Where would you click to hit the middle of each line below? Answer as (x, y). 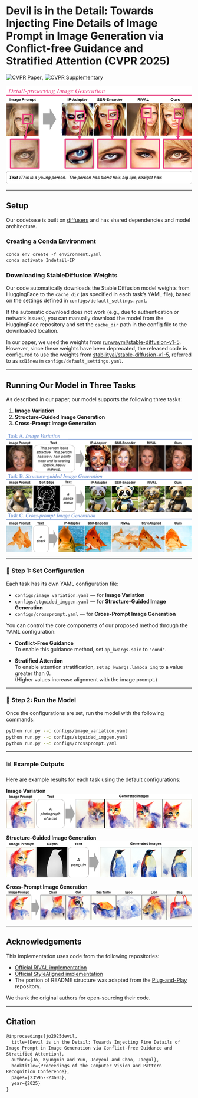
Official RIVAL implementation (51, 967)
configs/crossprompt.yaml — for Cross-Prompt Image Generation (95, 614)
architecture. (22, 226)
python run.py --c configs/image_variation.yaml (67, 731)
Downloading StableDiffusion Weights (62, 275)
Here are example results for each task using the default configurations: (93, 779)
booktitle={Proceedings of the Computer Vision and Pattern (87, 1066)
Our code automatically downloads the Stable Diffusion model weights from (98, 288)
